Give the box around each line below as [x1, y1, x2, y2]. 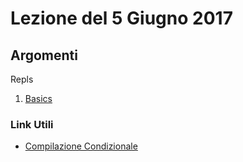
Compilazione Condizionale [24, 140, 138, 152]
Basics [24, 93, 53, 104]
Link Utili [10, 117, 54, 131]
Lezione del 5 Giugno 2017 [10, 7, 233, 30]
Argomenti [10, 47, 78, 64]
